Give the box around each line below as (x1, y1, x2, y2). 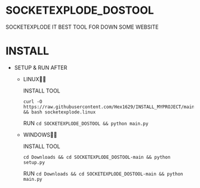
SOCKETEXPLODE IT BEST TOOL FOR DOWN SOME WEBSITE (5, 23, 159, 30)
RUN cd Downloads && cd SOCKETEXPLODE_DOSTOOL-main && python (23, 169, 183, 177)
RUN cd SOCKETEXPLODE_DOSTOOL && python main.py (23, 119, 149, 127)
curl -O (23, 98, 42, 104)
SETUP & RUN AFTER (14, 64, 67, 71)
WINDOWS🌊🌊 (23, 131, 57, 138)
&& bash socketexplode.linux (23, 109, 96, 115)
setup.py (23, 159, 45, 165)
